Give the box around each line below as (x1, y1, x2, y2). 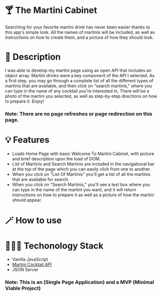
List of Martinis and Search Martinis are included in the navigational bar (12, 161, 155, 167)
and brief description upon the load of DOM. (12, 156, 101, 161)
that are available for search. (12, 176, 69, 182)
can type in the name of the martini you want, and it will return (12, 187, 137, 192)
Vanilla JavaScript (12, 256, 49, 262)
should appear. (12, 197, 42, 203)
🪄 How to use (5, 215, 62, 226)
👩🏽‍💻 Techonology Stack (5, 240, 104, 251)
